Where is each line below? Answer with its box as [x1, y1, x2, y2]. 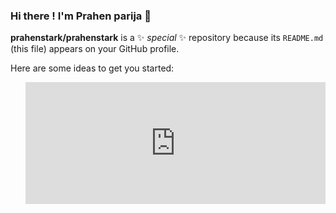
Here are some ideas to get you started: [10, 62, 175, 74]
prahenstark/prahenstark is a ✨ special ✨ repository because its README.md [10, 32, 324, 44]
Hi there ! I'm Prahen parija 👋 [10, 9, 152, 23]
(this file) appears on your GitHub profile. [10, 43, 180, 55]
